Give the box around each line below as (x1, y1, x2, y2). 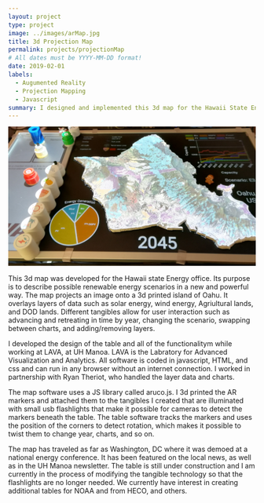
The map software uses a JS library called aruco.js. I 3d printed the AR (8, 388, 237, 397)
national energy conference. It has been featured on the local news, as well (8, 453, 251, 462)
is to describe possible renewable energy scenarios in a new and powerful (8, 282, 249, 292)
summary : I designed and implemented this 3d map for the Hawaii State (8, 104, 247, 111)
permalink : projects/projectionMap (8, 46, 125, 54)
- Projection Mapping (15, 87, 86, 95)
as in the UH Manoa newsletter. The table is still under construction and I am (8, 461, 255, 471)
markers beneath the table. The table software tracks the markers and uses (8, 413, 253, 422)
